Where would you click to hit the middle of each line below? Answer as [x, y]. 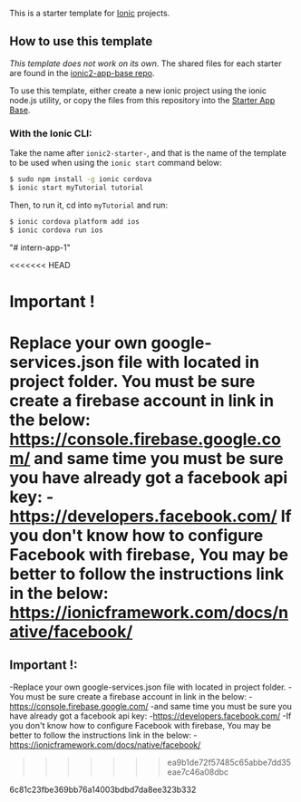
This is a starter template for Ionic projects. [90, 13]
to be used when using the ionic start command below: [116, 163]
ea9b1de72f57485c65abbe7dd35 [229, 762]
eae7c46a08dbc [198, 772]
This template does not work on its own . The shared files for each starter [146, 63]
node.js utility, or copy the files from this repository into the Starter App [142, 100]
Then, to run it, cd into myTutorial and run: [89, 205]
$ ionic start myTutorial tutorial [77, 188]
